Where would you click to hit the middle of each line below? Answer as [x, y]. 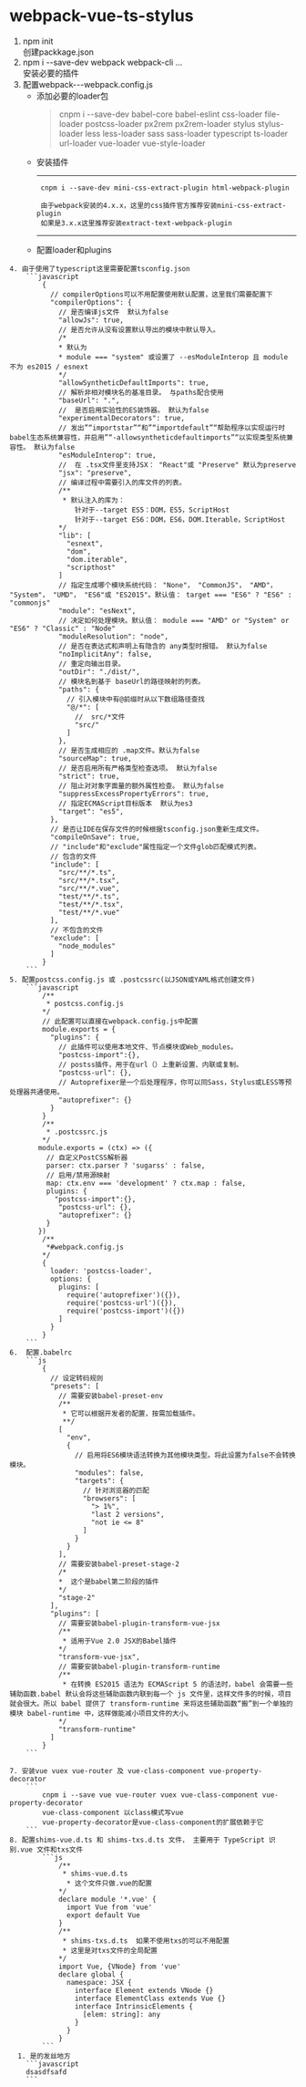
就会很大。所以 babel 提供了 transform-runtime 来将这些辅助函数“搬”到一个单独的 [151, 1703]
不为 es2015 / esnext [49, 367]
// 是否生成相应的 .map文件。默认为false [129, 750]
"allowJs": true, [91, 320]
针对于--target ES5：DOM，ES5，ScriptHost [152, 510]
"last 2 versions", [128, 1514]
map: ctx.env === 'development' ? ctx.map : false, [146, 1183]
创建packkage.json [58, 52]
